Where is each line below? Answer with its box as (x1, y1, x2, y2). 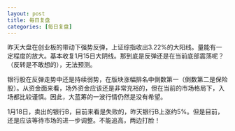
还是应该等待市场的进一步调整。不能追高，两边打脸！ (7, 116, 161, 125)
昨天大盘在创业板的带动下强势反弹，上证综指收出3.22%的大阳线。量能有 (7, 43, 217, 52)
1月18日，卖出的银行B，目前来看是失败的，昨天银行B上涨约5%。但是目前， (7, 107, 224, 116)
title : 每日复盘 (7, 17, 50, 24)
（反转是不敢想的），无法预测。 (7, 61, 97, 69)
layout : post (7, 10, 45, 17)
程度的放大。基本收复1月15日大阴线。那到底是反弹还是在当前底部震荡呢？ (13, 52, 225, 60)
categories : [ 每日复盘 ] (7, 23, 72, 30)
